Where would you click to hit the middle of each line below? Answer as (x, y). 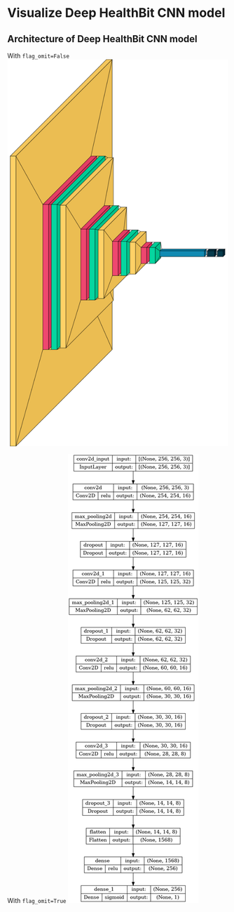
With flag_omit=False (39, 56)
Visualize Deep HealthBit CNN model (116, 13)
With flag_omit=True (37, 900)
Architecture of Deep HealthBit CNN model (102, 39)
